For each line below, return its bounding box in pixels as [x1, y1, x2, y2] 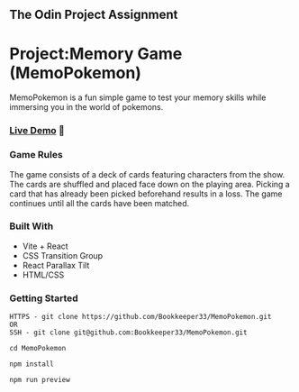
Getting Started [9, 292, 78, 305]
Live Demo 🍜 [9, 124, 65, 137]
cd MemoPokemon [9, 344, 67, 353]
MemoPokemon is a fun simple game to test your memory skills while [9, 92, 267, 103]
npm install [9, 360, 54, 369]
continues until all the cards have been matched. [9, 197, 190, 208]
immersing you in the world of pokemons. [9, 102, 164, 113]
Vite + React [22, 241, 69, 251]
